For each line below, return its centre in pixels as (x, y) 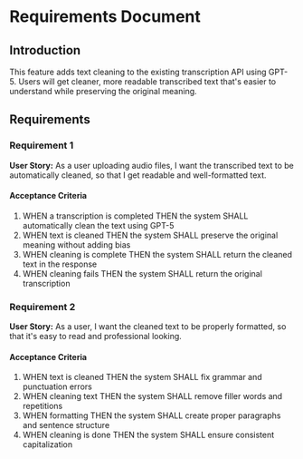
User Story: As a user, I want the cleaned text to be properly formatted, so (148, 327)
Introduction (45, 50)
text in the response (60, 264)
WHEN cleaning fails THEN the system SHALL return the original (142, 273)
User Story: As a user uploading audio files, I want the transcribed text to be (151, 165)
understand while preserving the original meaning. (103, 91)
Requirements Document (105, 17)
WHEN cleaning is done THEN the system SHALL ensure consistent (148, 435)
